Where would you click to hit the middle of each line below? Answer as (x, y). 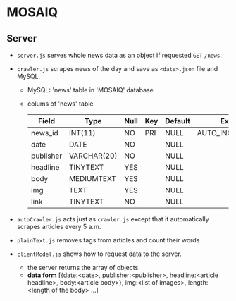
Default (178, 121)
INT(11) (82, 133)
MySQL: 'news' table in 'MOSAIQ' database (91, 90)
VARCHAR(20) (93, 156)
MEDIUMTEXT (93, 179)
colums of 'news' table (60, 104)
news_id (45, 133)
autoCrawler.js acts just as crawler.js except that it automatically (113, 219)
